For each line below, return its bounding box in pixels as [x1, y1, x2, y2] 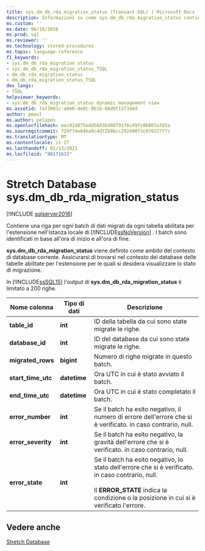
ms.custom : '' [6, 20, 43, 26]
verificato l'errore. [94, 502, 145, 510]
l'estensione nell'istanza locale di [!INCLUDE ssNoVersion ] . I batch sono [6, 228, 187, 236]
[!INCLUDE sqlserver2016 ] [6, 210, 73, 217]
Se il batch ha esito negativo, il [94, 405, 181, 414]
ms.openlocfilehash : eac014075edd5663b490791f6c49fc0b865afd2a [6, 123, 171, 129]
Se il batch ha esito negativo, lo [94, 456, 184, 464]
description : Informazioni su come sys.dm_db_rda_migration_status [6, 15, 182, 21]
